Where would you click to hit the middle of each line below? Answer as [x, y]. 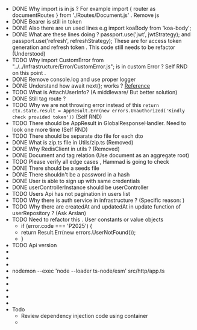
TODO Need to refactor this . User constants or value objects [88, 219]
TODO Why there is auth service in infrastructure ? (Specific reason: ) [98, 200]
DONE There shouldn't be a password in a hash [71, 174]
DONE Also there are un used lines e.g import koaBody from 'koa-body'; [102, 28]
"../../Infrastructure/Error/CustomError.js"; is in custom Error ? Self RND [100, 66]
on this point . [29, 73]
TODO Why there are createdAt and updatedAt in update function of [96, 207]
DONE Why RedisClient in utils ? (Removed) [66, 149]
